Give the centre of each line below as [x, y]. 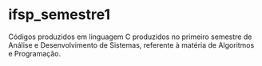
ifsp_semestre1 [59, 15]
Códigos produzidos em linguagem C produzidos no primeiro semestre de [130, 37]
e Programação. [35, 53]
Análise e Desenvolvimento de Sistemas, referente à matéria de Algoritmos [131, 45]
